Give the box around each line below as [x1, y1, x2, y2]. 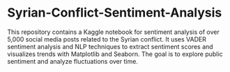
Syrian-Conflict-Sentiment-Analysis [7, 5, 222, 21]
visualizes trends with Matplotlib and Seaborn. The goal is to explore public [7, 50, 223, 58]
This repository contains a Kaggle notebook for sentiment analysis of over [7, 28, 220, 36]
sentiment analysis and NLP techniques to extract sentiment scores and [7, 42, 214, 51]
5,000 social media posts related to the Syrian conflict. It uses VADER [7, 35, 207, 43]
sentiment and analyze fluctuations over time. [7, 57, 138, 65]
